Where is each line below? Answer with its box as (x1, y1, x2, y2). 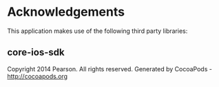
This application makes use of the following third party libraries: (7, 27, 188, 35)
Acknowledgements (7, 4, 125, 20)
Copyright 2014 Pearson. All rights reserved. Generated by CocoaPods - (7, 64, 212, 73)
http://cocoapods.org (7, 72, 67, 80)
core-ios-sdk (7, 47, 65, 58)
